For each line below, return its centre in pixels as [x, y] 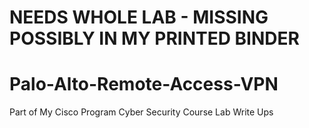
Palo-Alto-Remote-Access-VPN [144, 84]
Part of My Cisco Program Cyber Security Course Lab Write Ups [141, 112]
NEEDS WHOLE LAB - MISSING [139, 17]
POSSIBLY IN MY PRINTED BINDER [154, 38]
